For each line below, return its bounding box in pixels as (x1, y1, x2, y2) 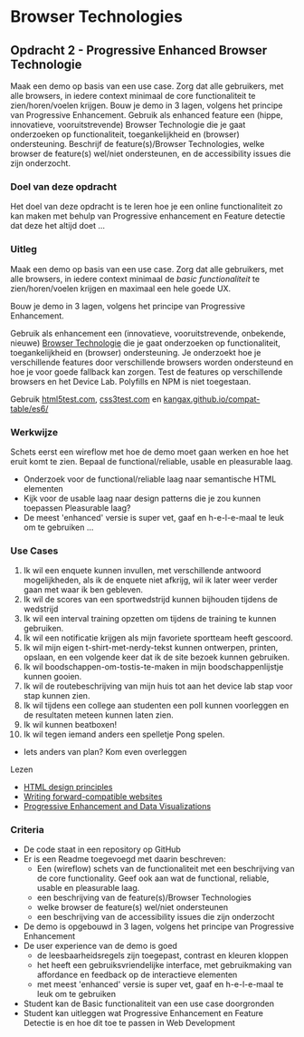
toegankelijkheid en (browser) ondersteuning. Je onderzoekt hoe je (10, 347, 261, 357)
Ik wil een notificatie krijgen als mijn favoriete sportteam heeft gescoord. (23, 632, 293, 643)
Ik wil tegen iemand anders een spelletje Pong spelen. (23, 729, 225, 740)
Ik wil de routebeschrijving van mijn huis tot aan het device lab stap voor (23, 680, 293, 691)
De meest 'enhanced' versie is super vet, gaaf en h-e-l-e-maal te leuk (23, 512, 284, 523)
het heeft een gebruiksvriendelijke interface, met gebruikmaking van (36, 960, 292, 971)
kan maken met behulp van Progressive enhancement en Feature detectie (10, 210, 286, 221)
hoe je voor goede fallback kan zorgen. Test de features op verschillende (10, 366, 283, 377)
